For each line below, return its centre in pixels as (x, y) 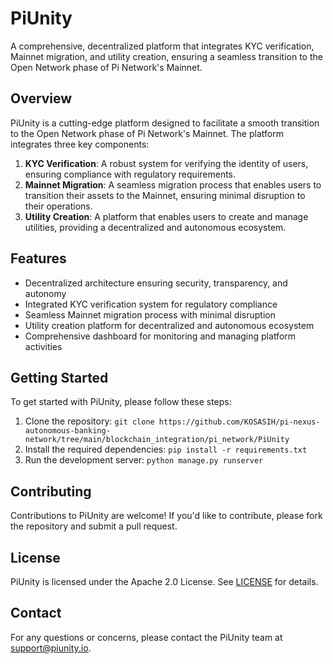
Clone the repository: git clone (89, 421)
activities (43, 346)
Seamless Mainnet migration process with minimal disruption (150, 314)
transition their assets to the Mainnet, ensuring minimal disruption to (165, 195)
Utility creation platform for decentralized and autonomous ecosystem (169, 325)
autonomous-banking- (67, 431)
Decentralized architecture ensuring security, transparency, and (156, 283)
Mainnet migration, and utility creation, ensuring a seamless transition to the (166, 56)
